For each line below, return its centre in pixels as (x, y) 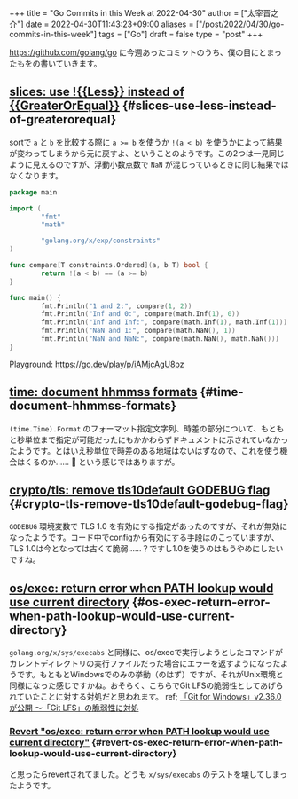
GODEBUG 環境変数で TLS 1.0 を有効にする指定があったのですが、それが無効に (149, 526)
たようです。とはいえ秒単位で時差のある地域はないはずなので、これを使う (145, 450)
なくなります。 (36, 175)
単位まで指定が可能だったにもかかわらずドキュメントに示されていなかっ (157, 439)
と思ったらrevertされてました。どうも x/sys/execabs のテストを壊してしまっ (149, 774)
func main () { (35, 297)
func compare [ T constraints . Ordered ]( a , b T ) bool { (109, 265)
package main (33, 192)
